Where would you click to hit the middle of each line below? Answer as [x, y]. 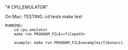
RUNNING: [14, 25]
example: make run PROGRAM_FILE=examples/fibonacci [68, 43]
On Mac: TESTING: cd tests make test [44, 16]
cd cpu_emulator [31, 30]
